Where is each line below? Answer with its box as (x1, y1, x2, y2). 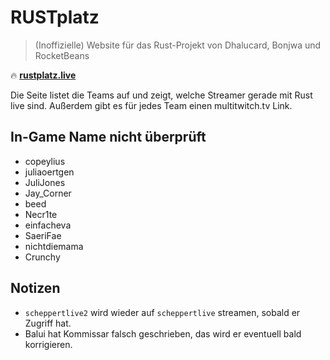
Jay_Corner (24, 187, 72, 199)
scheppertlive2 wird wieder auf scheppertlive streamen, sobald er (24, 306, 301, 318)
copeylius (24, 155, 66, 167)
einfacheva (24, 219, 72, 231)
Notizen (10, 280, 61, 297)
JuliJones (24, 176, 66, 188)
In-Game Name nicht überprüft (10, 129, 207, 146)
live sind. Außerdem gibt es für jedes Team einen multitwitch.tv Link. (10, 99, 293, 111)
